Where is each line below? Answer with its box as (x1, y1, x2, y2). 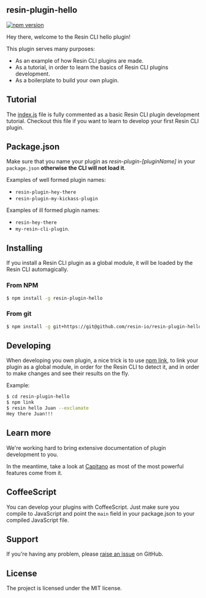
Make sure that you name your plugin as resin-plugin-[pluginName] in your (6, 158, 196, 165)
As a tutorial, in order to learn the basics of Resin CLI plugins (15, 63, 169, 71)
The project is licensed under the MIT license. (6, 584, 123, 592)
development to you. (6, 450, 58, 458)
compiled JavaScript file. (6, 516, 69, 524)
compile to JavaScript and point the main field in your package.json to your (6, 509, 195, 517)
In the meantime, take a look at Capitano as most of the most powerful (6, 462, 184, 470)
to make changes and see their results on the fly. (6, 370, 130, 377)
